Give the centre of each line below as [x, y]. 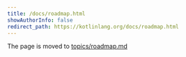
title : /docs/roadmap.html [46, 14]
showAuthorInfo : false [40, 20]
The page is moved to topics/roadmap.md [67, 47]
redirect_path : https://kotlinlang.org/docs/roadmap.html [93, 26]
